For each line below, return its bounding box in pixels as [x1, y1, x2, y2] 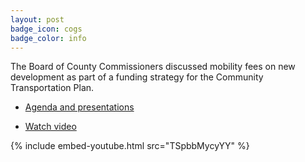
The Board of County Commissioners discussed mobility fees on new [10, 61, 296, 73]
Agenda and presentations [24, 101, 135, 113]
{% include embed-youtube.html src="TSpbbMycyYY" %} [10, 140, 250, 152]
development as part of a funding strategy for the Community [10, 71, 264, 83]
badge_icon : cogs [10, 24, 83, 34]
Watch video [24, 121, 77, 133]
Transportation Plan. [10, 82, 95, 94]
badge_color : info [10, 33, 87, 43]
